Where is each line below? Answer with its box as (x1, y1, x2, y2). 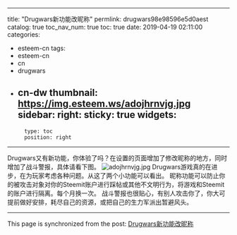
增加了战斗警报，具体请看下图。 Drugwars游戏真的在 (7, 162, 212, 171)
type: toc (24, 128, 53, 135)
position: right (24, 133, 72, 141)
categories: (7, 30, 40, 39)
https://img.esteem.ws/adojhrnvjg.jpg (17, 98, 191, 110)
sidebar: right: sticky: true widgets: (17, 109, 177, 121)
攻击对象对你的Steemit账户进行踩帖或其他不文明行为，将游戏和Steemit (19, 180, 224, 188)
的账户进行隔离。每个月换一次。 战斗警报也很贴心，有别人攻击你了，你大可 (7, 188, 226, 198)
